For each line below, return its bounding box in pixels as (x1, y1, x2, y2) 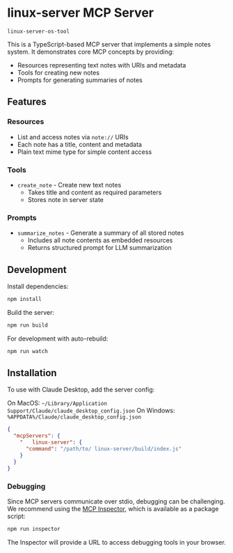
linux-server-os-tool (7, 28, 70, 35)
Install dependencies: (7, 282, 69, 290)
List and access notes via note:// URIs (17, 132, 129, 141)
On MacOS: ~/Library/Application (7, 399, 108, 407)
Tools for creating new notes (17, 68, 99, 77)
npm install (7, 296, 42, 303)
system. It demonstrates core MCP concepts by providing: (7, 47, 175, 56)
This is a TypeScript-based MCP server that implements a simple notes (7, 40, 211, 48)
